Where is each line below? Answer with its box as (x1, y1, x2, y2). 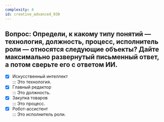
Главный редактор (12, 84, 51, 90)
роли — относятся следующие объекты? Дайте (5, 45, 159, 53)
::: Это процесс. (12, 100, 46, 106)
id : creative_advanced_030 (5, 12, 60, 17)
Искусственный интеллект (12, 73, 68, 79)
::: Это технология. (12, 79, 51, 85)
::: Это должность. (12, 90, 51, 96)
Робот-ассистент (12, 106, 48, 112)
